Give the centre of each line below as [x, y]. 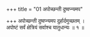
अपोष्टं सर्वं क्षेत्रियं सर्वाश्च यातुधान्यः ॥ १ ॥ [45, 27]
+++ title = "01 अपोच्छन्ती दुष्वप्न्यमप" [45, 9]
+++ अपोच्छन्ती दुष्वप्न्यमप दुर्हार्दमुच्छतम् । [46, 21]
